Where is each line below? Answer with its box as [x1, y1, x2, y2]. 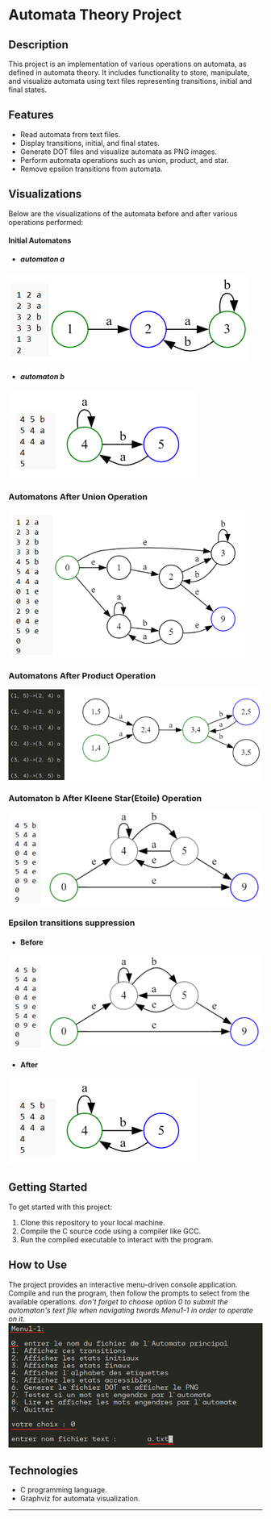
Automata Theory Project [8, 6, 181, 24]
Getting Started [8, 1180, 88, 1195]
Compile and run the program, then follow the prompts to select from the [8, 1288, 250, 1298]
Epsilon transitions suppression [8, 917, 135, 929]
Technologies [8, 1463, 79, 1477]
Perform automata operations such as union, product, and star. [19, 155, 229, 165]
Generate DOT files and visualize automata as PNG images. [19, 147, 218, 156]
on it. [8, 1313, 26, 1324]
